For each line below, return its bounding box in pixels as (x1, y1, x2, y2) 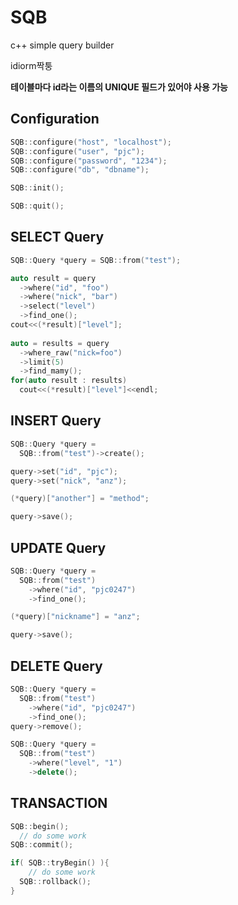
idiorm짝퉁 (10, 59, 53, 71)
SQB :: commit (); (10, 840, 74, 850)
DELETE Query (10, 657, 103, 675)
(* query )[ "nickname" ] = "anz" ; (10, 612, 141, 622)
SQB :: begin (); (10, 821, 70, 831)
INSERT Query (10, 412, 102, 430)
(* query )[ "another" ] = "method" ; (10, 494, 150, 504)
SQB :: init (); (10, 183, 65, 193)
